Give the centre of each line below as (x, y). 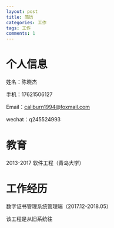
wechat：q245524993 (33, 120)
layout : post (22, 11)
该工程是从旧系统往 (29, 219)
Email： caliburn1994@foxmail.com (48, 107)
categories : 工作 (26, 22)
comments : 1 (21, 34)
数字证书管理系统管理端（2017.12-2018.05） (59, 206)
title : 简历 (20, 17)
